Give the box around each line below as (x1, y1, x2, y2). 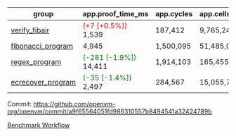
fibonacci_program (11, 42, 74, 51)
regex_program (11, 57, 62, 66)
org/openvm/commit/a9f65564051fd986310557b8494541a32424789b (7, 107, 212, 116)
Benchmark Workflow (7, 121, 70, 129)
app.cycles (155, 9, 193, 18)
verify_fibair (11, 25, 50, 35)
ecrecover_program (11, 78, 76, 87)
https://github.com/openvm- (33, 100, 116, 108)
